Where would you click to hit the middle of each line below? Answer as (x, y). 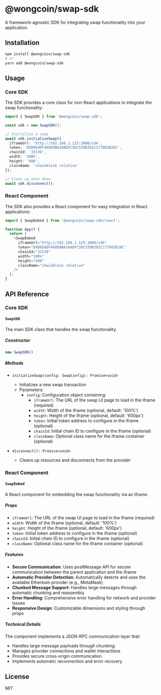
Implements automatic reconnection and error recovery (67, 662)
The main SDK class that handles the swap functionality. (61, 329)
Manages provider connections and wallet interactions (66, 651)
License (17, 676)
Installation (22, 43)
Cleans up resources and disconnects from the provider (75, 460)
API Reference (27, 294)
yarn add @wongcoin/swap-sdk (34, 63)
